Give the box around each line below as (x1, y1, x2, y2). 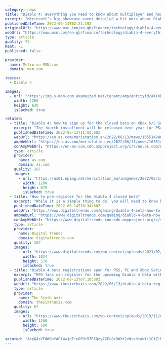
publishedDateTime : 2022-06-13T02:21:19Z (5, 21, 92, 26)
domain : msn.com (9, 67, 43, 72)
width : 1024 (23, 254, 48, 259)
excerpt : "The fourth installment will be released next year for (14, 125, 154, 131)
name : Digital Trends (18, 231, 63, 236)
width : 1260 (23, 318, 48, 323)
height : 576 (23, 259, 48, 264)
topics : (5, 76, 21, 80)
